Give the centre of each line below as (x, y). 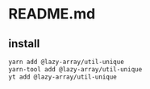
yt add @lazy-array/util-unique (62, 77)
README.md (52, 14)
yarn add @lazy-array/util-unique (67, 62)
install (24, 44)
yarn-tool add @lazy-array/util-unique (75, 69)
